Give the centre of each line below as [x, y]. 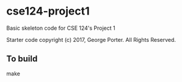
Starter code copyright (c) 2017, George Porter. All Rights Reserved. [91, 39]
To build [22, 59]
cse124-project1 [48, 11]
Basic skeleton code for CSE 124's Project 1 [61, 28]
